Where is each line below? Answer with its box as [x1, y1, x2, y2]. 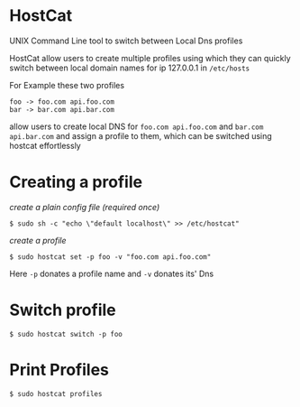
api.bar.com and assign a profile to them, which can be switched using [9, 130, 272, 141]
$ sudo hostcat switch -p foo [9, 329, 123, 338]
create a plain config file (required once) [9, 201, 160, 212]
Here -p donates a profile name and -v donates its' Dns [9, 268, 214, 279]
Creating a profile [9, 172, 142, 192]
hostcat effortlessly [9, 140, 81, 151]
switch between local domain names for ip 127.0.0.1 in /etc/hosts [9, 62, 250, 73]
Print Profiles [9, 360, 110, 380]
